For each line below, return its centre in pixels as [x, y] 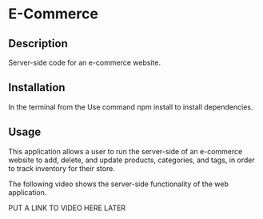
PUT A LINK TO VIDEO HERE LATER [67, 208]
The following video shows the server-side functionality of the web [119, 184]
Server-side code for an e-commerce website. [85, 62]
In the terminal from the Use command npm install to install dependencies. [131, 107]
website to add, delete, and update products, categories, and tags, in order [132, 160]
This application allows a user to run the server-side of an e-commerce [126, 151]
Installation [37, 88]
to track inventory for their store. [62, 168]
